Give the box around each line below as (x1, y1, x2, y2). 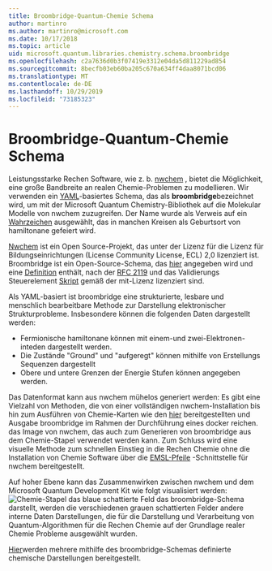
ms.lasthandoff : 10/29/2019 (8, 87, 104, 96)
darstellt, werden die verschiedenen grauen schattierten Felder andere (8, 503, 244, 513)
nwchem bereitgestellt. (8, 461, 85, 471)
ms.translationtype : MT (8, 72, 89, 80)
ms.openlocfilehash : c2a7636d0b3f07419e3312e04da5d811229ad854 (8, 58, 227, 66)
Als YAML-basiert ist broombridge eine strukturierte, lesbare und (8, 292, 224, 301)
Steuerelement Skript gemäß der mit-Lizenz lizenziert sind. (8, 276, 205, 286)
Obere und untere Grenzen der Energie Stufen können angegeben (19, 368, 240, 378)
